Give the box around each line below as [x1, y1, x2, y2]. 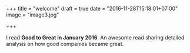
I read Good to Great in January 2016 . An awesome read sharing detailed [6, 34, 185, 41]
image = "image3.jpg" [6, 11, 59, 18]
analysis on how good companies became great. [6, 41, 124, 47]
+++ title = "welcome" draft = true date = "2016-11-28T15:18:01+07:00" [6, 5, 178, 12]
